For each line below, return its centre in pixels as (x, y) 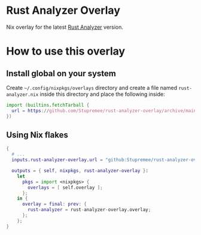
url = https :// (31, 111)
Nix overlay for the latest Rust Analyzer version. (65, 27)
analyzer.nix (22, 94)
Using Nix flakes (37, 135)
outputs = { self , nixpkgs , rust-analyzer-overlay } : (80, 171)
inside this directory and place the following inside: (103, 94)
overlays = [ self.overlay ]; (65, 187)
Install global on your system (61, 73)
